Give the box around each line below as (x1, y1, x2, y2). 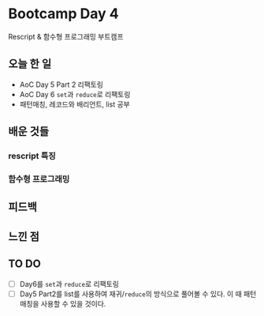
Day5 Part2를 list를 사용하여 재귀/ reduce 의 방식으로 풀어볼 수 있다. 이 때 (19, 289, 242, 299)
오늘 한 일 (8, 57, 52, 71)
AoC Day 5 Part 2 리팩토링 (19, 80, 104, 89)
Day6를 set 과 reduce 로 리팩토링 (19, 279, 120, 288)
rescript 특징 (8, 151, 57, 162)
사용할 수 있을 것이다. (40, 299, 106, 308)
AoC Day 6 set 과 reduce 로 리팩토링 (19, 89, 131, 99)
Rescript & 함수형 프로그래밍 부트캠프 (8, 32, 124, 41)
